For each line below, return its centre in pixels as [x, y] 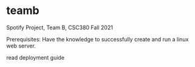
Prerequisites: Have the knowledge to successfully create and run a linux [97, 39]
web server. [21, 46]
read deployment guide [36, 57]
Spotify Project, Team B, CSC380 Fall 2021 [60, 27]
